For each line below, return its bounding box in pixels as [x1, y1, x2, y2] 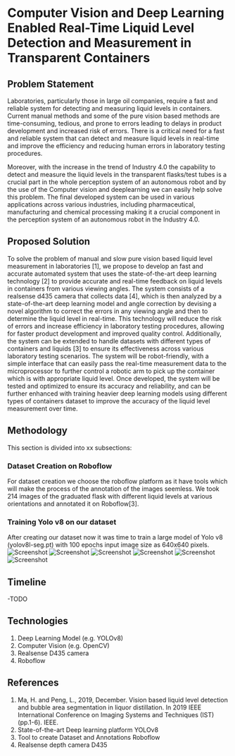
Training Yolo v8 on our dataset [7, 517, 117, 527]
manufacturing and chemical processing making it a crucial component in [7, 208, 220, 216]
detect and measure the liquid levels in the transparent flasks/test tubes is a [7, 171, 227, 178]
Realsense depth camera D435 [17, 740, 108, 749]
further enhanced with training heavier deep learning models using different [7, 389, 227, 398]
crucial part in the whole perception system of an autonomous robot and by [7, 178, 227, 186]
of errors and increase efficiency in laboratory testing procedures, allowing [7, 322, 224, 330]
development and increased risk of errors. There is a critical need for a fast [7, 127, 225, 135]
